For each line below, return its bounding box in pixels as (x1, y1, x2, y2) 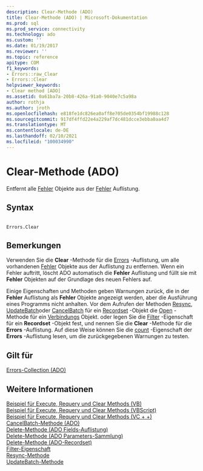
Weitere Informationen (6, 384, 94, 395)
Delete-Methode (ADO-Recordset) (6, 438, 92, 446)
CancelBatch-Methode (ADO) (6, 419, 80, 427)
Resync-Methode (6, 452, 50, 459)
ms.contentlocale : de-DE (6, 127, 69, 134)
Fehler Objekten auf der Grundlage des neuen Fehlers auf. (6, 276, 152, 283)
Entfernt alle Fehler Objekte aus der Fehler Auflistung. (6, 185, 141, 192)
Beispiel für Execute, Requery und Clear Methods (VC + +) (6, 413, 153, 420)
